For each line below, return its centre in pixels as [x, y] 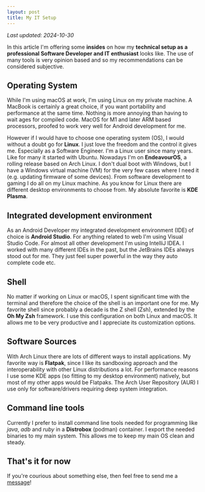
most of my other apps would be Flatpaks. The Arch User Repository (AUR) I [103, 382]
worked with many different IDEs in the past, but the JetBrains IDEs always [101, 250]
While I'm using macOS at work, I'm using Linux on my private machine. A [100, 100]
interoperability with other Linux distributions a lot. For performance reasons [103, 369]
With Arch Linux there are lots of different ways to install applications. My [99, 356]
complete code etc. [31, 262]
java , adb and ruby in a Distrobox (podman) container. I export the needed [101, 429]
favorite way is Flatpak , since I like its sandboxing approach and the [92, 363]
